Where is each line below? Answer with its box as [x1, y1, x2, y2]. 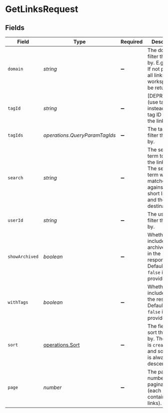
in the [147, 250, 161, 257]
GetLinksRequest [5, 4, 78, 15]
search [7, 175, 23, 181]
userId [7, 218, 23, 223]
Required [120, 39, 143, 45]
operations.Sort [43, 341, 80, 348]
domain [7, 66, 23, 72]
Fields [5, 24, 25, 32]
